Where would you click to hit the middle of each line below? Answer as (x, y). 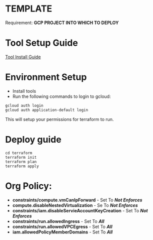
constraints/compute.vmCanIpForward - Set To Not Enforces (77, 200)
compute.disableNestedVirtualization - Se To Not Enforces (75, 205)
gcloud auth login (24, 105)
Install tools (24, 91)
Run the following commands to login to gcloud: (61, 96)
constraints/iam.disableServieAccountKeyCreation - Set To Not (80, 210)
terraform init (21, 157)
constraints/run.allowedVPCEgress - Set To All (62, 226)
